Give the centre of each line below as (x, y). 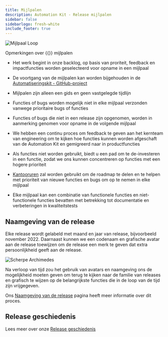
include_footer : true (28, 29)
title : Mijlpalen (23, 10)
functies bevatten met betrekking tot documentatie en (93, 200)
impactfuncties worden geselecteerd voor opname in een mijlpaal (80, 68)
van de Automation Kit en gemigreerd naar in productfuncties (76, 144)
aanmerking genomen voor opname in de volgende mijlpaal (74, 123)
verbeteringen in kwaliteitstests (45, 206)
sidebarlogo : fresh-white (32, 24)
